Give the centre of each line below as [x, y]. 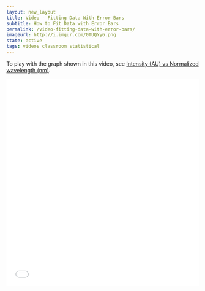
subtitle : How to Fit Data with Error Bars [63, 23]
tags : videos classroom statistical [53, 47]
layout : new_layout [31, 12]
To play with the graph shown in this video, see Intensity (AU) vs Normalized [102, 64]
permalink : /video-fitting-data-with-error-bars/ [71, 29]
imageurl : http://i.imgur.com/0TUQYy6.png [61, 35]
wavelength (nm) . [28, 70]
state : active [24, 41]
